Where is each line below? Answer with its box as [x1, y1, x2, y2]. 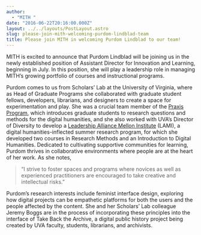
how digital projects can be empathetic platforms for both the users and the [6, 196, 193, 203]
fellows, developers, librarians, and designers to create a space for [6, 97, 172, 104]
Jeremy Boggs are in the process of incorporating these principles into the [6, 209, 191, 216]
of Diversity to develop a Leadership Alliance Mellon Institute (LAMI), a [6, 122, 181, 129]
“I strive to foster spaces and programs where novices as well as [20, 165, 181, 173]
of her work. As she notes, [6, 154, 72, 161]
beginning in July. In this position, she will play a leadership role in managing [6, 66, 196, 73]
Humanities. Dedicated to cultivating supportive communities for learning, [6, 141, 188, 148]
